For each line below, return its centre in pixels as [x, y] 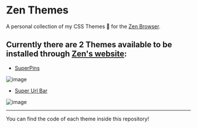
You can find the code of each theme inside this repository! [78, 119]
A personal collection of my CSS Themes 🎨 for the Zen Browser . [83, 26]
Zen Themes [38, 10]
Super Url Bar [31, 91]
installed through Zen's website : [67, 54]
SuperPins [27, 68]
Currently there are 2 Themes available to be [89, 45]
